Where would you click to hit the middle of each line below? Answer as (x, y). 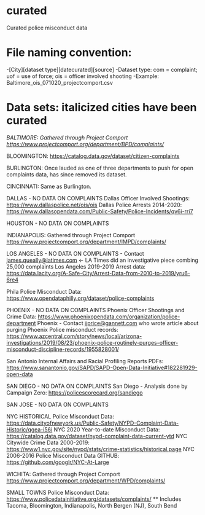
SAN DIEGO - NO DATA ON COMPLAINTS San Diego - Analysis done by (97, 386)
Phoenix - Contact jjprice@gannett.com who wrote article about (118, 323)
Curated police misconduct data (47, 28)
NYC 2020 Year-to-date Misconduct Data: (107, 429)
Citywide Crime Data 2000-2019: (48, 442)
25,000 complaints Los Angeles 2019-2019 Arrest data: (76, 266)
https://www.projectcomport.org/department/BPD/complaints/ (85, 144)
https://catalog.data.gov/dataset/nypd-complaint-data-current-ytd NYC (97, 436)
